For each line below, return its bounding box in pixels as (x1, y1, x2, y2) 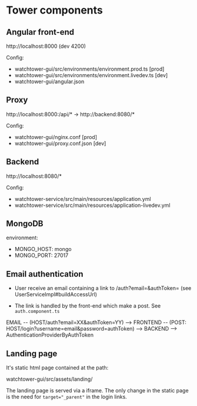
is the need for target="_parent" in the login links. (6, 393, 128, 401)
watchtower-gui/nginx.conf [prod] (14, 133, 98, 140)
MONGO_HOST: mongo (14, 246, 72, 253)
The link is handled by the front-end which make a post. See (14, 302, 161, 309)
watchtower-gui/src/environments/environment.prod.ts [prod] (14, 65, 165, 72)
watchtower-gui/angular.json (14, 78, 85, 85)
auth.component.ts (14, 309, 60, 315)
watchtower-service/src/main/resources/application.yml (14, 195, 151, 202)
